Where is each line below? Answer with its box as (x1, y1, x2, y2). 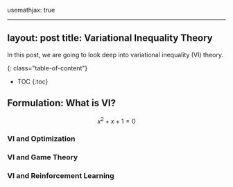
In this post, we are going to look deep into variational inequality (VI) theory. (7, 50, 224, 59)
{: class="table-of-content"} (7, 63, 88, 72)
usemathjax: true (7, 6, 55, 14)
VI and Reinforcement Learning (7, 171, 114, 181)
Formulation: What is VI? (7, 97, 116, 109)
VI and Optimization (7, 134, 76, 144)
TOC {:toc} (17, 77, 49, 86)
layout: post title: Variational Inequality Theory (7, 32, 213, 44)
